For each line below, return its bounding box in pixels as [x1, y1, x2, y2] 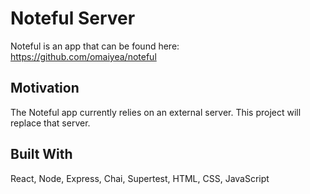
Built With [10, 146, 73, 163]
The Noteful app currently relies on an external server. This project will [10, 106, 302, 118]
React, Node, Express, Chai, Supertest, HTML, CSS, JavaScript [10, 172, 270, 184]
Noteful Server [10, 7, 136, 30]
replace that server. [10, 117, 91, 129]
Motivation [10, 80, 80, 97]
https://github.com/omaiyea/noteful [10, 50, 157, 62]
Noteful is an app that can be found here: [10, 40, 180, 52]
